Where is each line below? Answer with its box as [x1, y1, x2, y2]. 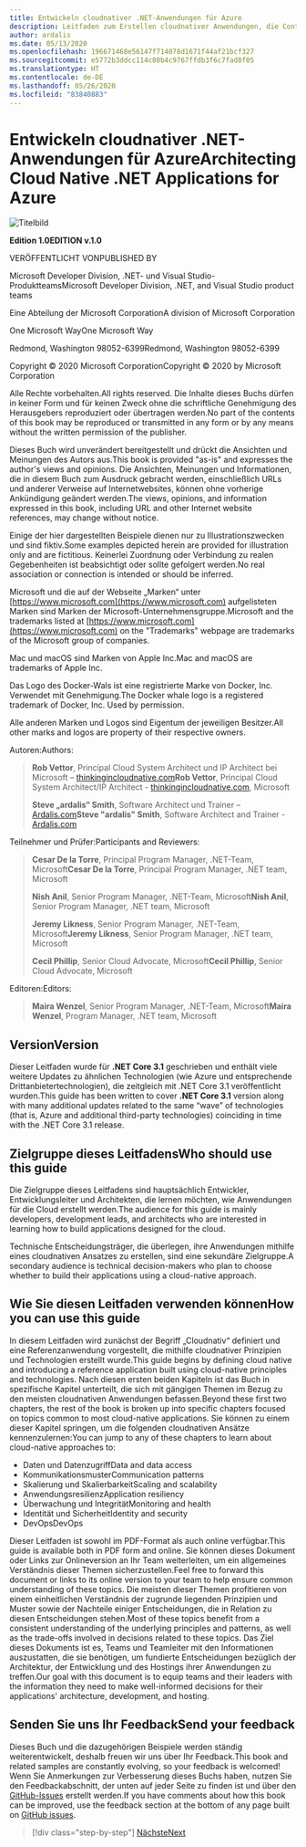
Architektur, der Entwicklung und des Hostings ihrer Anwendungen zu [9, 1661, 271, 1672]
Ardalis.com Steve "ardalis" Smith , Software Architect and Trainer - [31, 809, 286, 820]
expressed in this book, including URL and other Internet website [9, 503, 252, 514]
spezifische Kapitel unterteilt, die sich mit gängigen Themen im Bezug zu [9, 1383, 283, 1394]
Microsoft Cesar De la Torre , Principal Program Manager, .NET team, [31, 864, 288, 875]
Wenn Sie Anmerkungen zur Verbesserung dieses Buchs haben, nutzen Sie [9, 1770, 292, 1781]
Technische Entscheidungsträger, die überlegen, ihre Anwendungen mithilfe [9, 1241, 294, 1252]
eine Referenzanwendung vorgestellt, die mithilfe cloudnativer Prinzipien [9, 1344, 282, 1356]
